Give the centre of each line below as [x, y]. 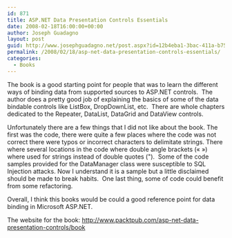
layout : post [26, 39]
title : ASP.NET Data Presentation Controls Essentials [88, 20]
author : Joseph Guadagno [43, 33]
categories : [24, 59]
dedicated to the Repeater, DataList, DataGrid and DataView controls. [105, 114]
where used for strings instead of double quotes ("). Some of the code [108, 157]
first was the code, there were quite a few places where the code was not [112, 135]
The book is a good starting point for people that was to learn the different [113, 84]
